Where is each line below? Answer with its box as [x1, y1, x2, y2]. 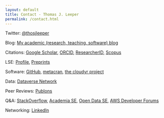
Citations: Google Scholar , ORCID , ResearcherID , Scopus [5, 49, 122, 55]
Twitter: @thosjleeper [5, 30, 49, 36]
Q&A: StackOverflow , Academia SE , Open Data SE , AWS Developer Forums [5, 98, 159, 104]
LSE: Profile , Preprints [5, 59, 50, 65]
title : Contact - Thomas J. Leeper [5, 12, 79, 17]
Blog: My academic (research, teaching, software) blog [5, 40, 119, 46]
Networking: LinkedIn [5, 108, 49, 114]
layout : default [5, 7, 39, 12]
